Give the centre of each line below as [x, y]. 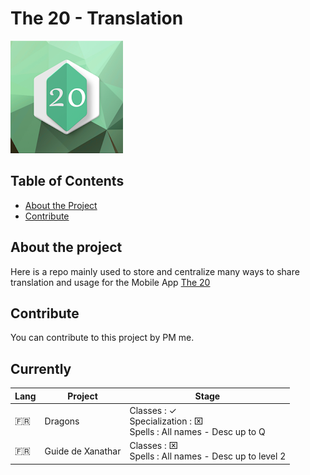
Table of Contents [67, 181]
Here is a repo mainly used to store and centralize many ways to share [155, 271]
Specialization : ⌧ [166, 421]
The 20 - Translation [97, 18]
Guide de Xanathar [83, 451]
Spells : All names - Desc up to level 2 [208, 456]
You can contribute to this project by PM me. [102, 338]
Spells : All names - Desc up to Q [197, 431]
